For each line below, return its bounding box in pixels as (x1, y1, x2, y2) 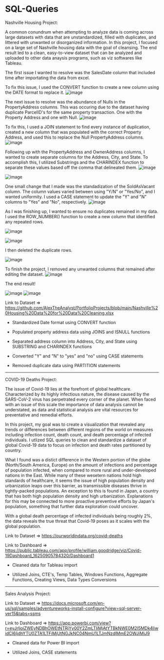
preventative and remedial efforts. (5, 412, 73, 418)
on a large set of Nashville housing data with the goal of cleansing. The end (5, 44, 157, 50)
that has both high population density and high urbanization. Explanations (5, 493, 153, 499)
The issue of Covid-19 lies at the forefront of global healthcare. (5, 386, 132, 392)
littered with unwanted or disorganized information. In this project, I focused (5, 39, 158, 45)
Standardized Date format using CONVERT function (12, 319, 116, 325)
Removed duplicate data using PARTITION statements (12, 362, 121, 368)
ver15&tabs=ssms (5, 610, 41, 616)
